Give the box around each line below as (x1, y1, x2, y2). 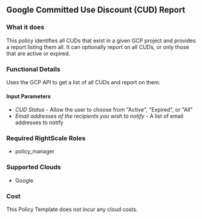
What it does (6, 23, 45, 32)
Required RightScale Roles (6, 134, 86, 143)
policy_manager (15, 148, 55, 155)
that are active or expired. (6, 50, 71, 57)
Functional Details (6, 65, 60, 73)
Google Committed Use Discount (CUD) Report (6, 5, 186, 15)
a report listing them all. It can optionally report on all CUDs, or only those (6, 43, 189, 50)
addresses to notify (15, 119, 64, 126)
